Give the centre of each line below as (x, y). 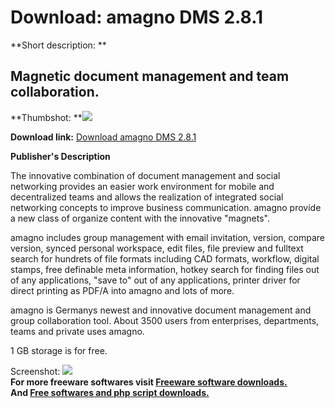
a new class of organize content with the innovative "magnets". (140, 218)
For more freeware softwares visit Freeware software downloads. (149, 382)
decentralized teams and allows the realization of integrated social (147, 197)
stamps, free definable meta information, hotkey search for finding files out (165, 269)
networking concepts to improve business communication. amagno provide (166, 207)
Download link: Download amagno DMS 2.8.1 (103, 137)
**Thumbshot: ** (46, 117)
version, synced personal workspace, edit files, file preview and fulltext (157, 248)
